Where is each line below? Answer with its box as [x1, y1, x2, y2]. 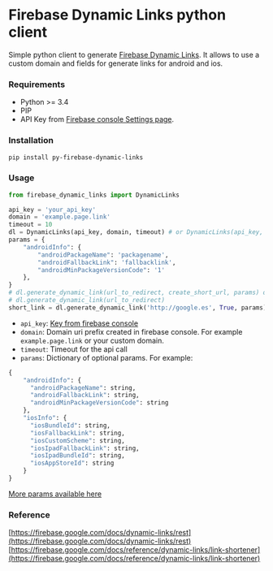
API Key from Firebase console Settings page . [19, 115, 175, 124]
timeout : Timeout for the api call [19, 344, 128, 354]
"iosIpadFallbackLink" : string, [29, 444, 140, 452]
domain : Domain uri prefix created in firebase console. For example [19, 327, 243, 336]
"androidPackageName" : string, [29, 383, 136, 391]
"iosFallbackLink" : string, [29, 429, 126, 437]
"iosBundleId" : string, [29, 421, 111, 430]
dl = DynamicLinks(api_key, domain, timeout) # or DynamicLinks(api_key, [8, 228, 264, 236]
